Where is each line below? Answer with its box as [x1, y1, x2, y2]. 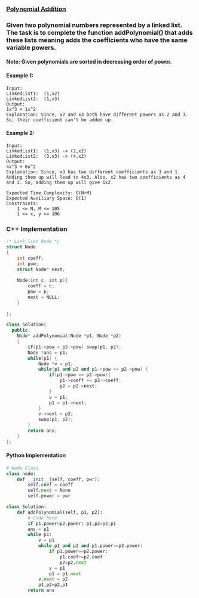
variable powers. [6, 43, 57, 52]
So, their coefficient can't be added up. [6, 116, 114, 123]
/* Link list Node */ [6, 239, 60, 245]
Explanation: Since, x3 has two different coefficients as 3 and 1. [6, 169, 180, 175]
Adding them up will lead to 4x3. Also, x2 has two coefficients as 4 [6, 174, 186, 180]
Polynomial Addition [6, 5, 66, 13]
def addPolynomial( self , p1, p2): [17, 509, 103, 515]
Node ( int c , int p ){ [17, 278, 68, 284]
